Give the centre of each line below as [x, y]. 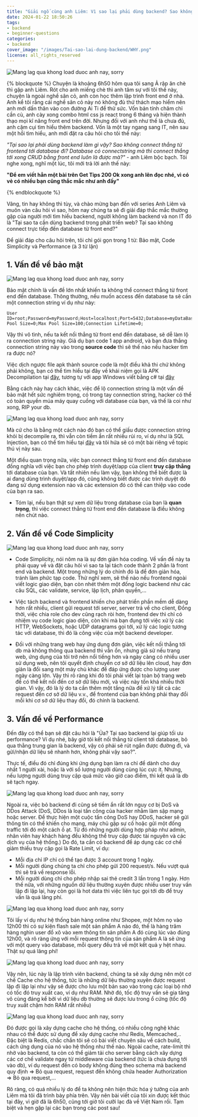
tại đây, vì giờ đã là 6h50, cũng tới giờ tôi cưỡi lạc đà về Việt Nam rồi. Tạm [95, 1102]
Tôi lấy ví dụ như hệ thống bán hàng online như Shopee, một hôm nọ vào [95, 920]
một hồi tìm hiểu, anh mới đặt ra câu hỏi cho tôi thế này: [74, 133]
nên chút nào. [32, 515]
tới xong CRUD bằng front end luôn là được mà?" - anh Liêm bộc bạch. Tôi [97, 157]
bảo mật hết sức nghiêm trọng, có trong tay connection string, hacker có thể [99, 395]
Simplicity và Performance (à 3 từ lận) [53, 246]
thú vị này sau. [24, 449]
